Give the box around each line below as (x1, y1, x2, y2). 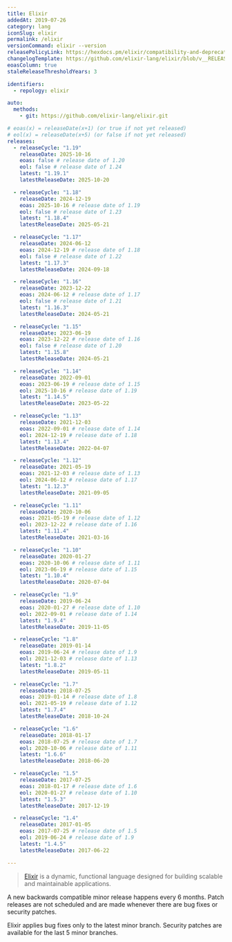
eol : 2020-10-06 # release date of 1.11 (19, 745, 137, 752)
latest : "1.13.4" (19, 438, 70, 445)
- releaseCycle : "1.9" (13, 592, 79, 598)
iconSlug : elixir (7, 29, 57, 37)
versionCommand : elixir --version (7, 42, 107, 49)
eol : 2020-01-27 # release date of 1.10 (19, 789, 137, 797)
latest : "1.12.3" (19, 483, 70, 490)
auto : (7, 100, 23, 107)
